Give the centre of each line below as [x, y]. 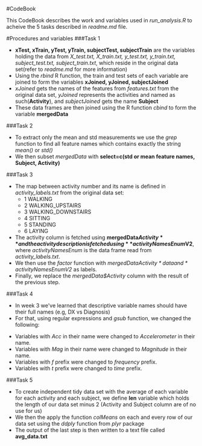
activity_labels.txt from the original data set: [70, 193]
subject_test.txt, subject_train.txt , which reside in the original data [96, 63]
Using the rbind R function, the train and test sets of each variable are [102, 76]
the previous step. [37, 282]
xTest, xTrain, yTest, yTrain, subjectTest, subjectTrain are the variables [105, 50]
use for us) [28, 411]
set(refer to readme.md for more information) [71, 69]
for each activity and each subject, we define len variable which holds [102, 398]
